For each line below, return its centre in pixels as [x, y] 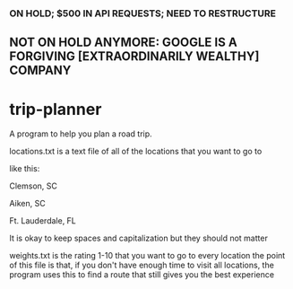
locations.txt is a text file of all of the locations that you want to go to [136, 152]
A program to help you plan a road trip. [81, 134]
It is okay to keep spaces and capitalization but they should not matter [139, 238]
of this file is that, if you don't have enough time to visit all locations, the [142, 265]
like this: [25, 169]
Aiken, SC [28, 204]
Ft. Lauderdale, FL [43, 221]
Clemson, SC [34, 186]
